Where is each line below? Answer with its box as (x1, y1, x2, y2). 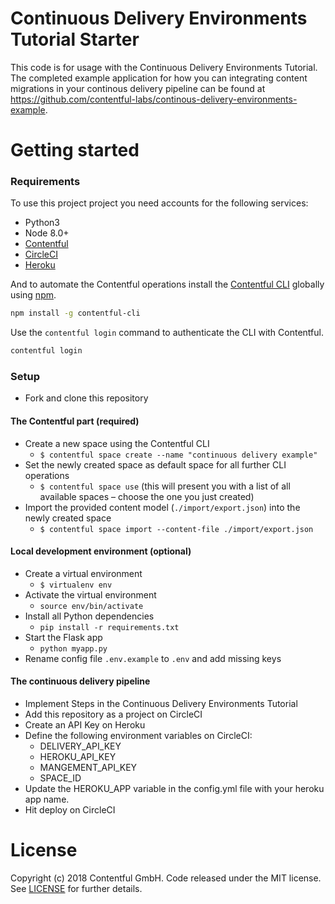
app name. (24, 793, 70, 806)
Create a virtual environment (24, 567, 143, 579)
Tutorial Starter (10, 28, 140, 51)
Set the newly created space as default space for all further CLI (24, 458, 287, 471)
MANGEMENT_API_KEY (39, 762, 138, 774)
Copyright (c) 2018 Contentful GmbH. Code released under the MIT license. (10, 872, 322, 884)
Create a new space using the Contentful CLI (24, 437, 210, 449)
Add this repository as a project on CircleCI (24, 708, 203, 721)
